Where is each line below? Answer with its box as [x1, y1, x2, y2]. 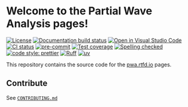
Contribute [6, 78, 48, 88]
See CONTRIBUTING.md [6, 94, 58, 101]
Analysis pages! [6, 17, 89, 30]
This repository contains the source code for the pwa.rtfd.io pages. [6, 61, 172, 68]
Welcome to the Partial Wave [6, 4, 153, 18]
